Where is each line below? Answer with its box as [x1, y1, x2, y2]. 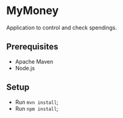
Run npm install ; [15, 105, 59, 112]
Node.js [15, 64, 35, 72]
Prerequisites [6, 42, 58, 52]
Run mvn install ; [15, 98, 59, 106]
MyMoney [6, 4, 59, 18]
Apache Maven [15, 57, 54, 65]
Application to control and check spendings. [6, 24, 118, 31]
